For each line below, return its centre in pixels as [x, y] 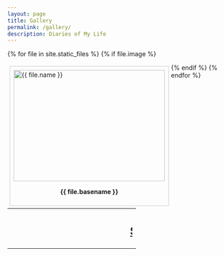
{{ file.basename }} [89, 192]
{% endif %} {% [194, 68]
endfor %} [186, 75]
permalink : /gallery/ [39, 27]
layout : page [27, 14]
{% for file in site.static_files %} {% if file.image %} [82, 54]
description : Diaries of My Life [57, 34]
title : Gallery [30, 21]
